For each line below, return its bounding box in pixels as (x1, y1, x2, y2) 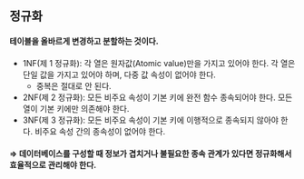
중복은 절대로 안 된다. (35, 80, 112, 91)
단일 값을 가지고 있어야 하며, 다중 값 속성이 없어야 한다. (22, 69, 216, 80)
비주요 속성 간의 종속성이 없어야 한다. (34, 125, 166, 136)
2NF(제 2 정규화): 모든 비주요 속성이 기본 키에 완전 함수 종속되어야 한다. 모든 (22, 92, 293, 103)
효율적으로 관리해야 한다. (9, 160, 97, 171)
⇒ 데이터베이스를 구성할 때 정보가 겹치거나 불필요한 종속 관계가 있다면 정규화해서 (9, 148, 292, 159)
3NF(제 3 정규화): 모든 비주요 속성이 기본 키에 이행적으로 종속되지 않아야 (22, 114, 279, 125)
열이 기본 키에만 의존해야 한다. (22, 103, 130, 114)
